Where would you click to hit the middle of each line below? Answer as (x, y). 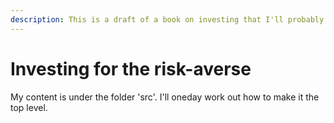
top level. (29, 107)
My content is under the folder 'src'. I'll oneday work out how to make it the (165, 97)
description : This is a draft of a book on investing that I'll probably (167, 19)
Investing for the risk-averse (131, 68)
